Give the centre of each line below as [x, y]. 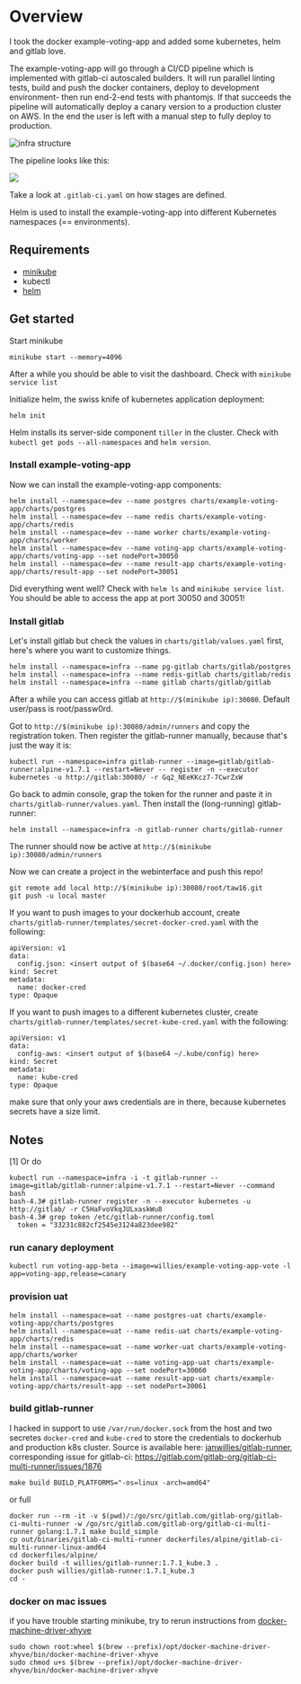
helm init [28, 415]
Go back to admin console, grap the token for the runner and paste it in [141, 794]
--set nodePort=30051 [138, 572]
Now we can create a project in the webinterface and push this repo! [136, 872]
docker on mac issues [58, 1601]
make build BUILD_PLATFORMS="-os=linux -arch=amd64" [110, 1483]
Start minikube [36, 341]
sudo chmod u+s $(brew [52, 1663]
